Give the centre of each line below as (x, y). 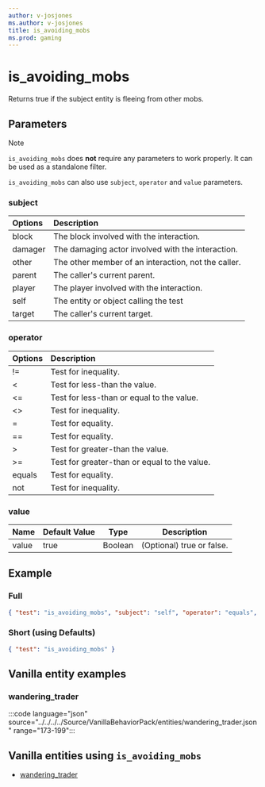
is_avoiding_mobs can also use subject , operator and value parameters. (126, 182)
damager (29, 249)
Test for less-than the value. (104, 384)
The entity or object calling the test (118, 301)
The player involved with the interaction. (128, 288)
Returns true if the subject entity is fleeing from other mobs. (106, 99)
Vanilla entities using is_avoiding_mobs (105, 756)
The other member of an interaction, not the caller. (147, 263)
